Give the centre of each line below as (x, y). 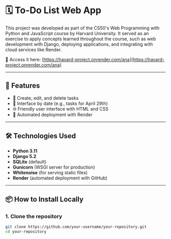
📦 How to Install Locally (45, 199)
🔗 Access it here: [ (25, 59)
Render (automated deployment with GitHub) (60, 178)
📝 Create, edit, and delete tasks (46, 98)
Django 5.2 (24, 156)
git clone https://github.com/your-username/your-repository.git (76, 227)
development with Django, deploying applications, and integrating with (79, 44)
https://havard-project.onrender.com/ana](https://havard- (104, 59)
